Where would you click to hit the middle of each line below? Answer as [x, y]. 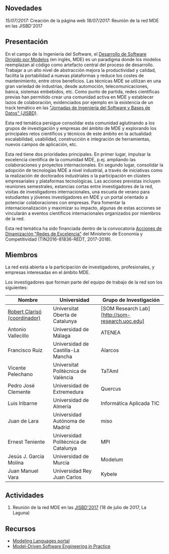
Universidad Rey [72, 471]
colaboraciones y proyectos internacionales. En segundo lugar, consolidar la [84, 165]
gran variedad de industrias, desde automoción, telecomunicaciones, [77, 86]
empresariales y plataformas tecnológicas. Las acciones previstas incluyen [83, 181]
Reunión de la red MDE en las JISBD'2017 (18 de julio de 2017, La [79, 507]
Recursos [21, 528]
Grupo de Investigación [131, 300]
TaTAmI [110, 371]
